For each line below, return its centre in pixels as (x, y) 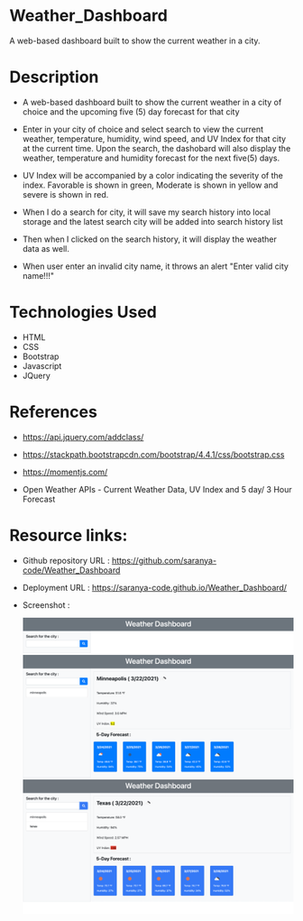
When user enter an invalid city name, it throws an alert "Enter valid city (155, 266)
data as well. (46, 248)
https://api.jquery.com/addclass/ (83, 437)
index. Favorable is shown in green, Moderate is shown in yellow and (150, 185)
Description (54, 77)
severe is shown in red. (65, 194)
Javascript (42, 365)
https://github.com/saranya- (164, 560)
